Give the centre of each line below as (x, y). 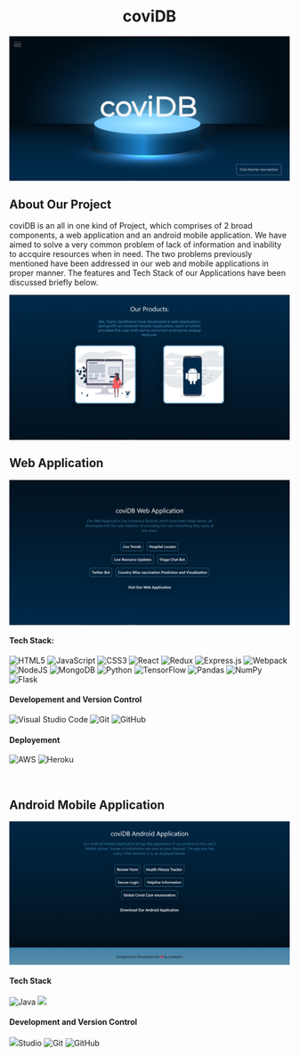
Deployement (35, 739)
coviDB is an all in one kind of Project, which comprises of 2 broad (131, 226)
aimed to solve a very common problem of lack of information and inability (145, 245)
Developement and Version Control (76, 699)
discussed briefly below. (54, 283)
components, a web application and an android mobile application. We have (148, 235)
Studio (30, 1043)
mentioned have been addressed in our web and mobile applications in (139, 263)
